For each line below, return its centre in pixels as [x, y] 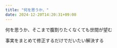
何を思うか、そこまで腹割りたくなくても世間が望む [59, 30]
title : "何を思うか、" [27, 10]
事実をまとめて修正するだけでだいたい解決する [54, 40]
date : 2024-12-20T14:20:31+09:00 [41, 15]
